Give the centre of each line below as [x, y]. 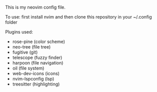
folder [11, 22]
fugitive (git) [25, 52]
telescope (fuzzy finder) [37, 57]
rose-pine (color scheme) [39, 41]
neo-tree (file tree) [31, 47]
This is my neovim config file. [35, 7]
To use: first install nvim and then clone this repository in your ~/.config [78, 17]
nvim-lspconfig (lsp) [33, 79]
